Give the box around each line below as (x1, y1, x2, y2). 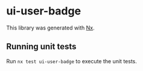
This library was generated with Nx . (6, 24, 95, 31)
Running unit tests (6, 42, 77, 52)
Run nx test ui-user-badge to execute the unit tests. (6, 57, 137, 64)
